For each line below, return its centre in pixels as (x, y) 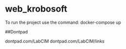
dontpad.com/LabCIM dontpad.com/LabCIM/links (55, 41)
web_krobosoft (36, 9)
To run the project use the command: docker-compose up (63, 22)
